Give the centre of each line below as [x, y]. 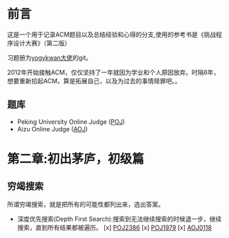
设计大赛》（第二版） [42, 43]
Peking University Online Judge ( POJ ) [71, 122]
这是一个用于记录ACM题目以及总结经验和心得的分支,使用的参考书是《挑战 [112, 34]
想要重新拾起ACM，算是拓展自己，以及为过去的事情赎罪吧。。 [94, 80]
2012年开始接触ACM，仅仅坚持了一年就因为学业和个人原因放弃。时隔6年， [113, 72]
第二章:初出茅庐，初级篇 [76, 159]
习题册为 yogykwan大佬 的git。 [50, 57]
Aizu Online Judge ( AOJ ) [52, 129]
